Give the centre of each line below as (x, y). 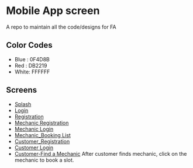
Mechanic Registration (42, 123)
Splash (23, 104)
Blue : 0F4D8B (32, 59)
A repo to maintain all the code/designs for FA (61, 27)
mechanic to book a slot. (44, 160)
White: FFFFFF (32, 72)
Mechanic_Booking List (43, 135)
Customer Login (34, 148)
